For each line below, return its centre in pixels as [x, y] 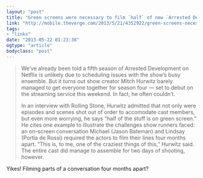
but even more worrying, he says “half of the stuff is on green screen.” [109, 118]
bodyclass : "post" [29, 51]
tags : [13, 29]
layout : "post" [25, 12]
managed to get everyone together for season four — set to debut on [107, 87]
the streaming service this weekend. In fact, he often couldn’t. [98, 94]
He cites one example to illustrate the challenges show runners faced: [108, 125]
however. [32, 157]
